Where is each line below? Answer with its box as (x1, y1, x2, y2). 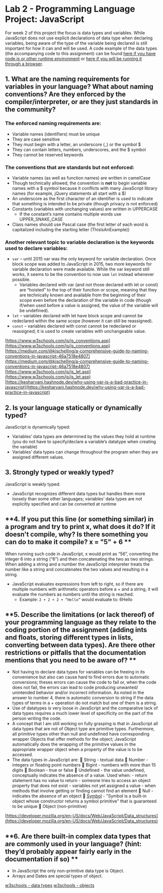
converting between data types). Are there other (5, 641, 156, 649)
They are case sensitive (12, 136, 60, 142)
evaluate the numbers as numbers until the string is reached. (12, 591, 134, 597)
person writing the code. (12, 715, 62, 721)
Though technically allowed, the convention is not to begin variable (12, 180, 147, 186)
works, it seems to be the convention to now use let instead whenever (12, 272, 154, 277)
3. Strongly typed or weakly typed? (5, 468, 114, 476)
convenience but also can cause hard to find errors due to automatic (12, 674, 150, 680)
